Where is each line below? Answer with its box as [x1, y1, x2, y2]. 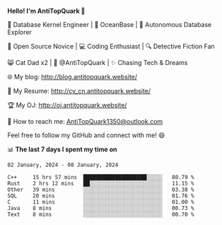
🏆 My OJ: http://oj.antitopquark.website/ [7, 101, 127, 109]
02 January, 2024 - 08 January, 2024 [7, 161, 119, 168]
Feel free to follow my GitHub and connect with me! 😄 [7, 131, 165, 139]
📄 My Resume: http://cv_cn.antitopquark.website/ [7, 87, 151, 95]
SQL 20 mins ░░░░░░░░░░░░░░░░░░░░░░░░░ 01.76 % [7, 192, 194, 200]
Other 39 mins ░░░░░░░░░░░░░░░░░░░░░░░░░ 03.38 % [7, 186, 194, 193]
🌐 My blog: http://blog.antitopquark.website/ [7, 73, 138, 81]
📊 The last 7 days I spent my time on [7, 145, 118, 154]
